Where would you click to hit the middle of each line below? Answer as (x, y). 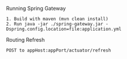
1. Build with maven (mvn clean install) (57, 19)
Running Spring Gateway (36, 8)
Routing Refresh (25, 40)
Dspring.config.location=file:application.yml (64, 29)
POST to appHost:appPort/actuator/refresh (59, 50)
